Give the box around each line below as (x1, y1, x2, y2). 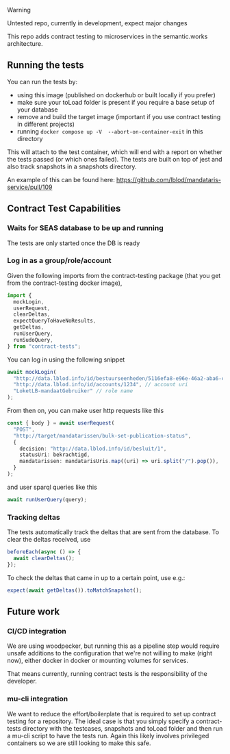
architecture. (7, 40, 43, 47)
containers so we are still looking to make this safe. (7, 739, 151, 747)
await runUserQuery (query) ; (7, 496, 88, 503)
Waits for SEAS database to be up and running (7, 223, 164, 233)
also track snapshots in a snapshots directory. (7, 162, 137, 171)
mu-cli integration (7, 694, 68, 704)
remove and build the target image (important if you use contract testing (16, 112, 221, 121)
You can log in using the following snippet (7, 355, 125, 364)
